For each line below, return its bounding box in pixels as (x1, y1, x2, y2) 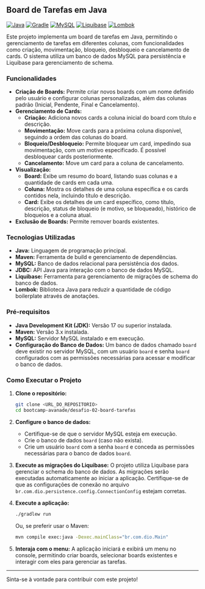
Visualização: (15, 166, 51, 174)
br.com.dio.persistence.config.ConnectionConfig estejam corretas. (15, 487, 187, 494)
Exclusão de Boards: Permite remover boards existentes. (15, 218, 160, 225)
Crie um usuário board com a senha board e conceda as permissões (24, 443, 195, 450)
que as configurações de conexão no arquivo (15, 481, 129, 488)
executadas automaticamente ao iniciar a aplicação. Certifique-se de (15, 474, 189, 481)
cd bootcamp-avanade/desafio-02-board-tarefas (15, 407, 136, 413)
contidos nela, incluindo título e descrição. (24, 192, 131, 199)
